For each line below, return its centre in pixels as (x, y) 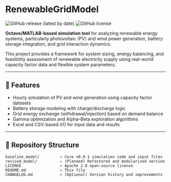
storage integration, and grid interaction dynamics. (58, 44)
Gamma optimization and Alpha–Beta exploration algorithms (75, 119)
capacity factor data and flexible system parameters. (61, 64)
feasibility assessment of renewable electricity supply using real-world (79, 59)
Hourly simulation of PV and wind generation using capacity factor (82, 97)
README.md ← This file (45, 170)
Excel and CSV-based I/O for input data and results (66, 124)
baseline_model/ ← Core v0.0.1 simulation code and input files (84, 157)
